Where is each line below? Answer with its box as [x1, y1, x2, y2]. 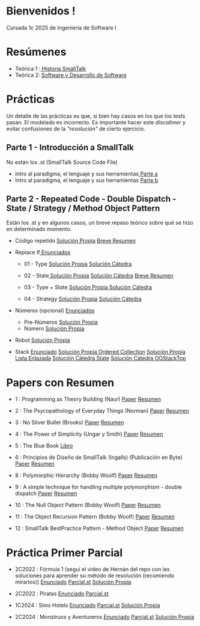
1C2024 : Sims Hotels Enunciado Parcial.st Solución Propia [14, 602, 160, 609]
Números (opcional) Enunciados [14, 307, 95, 314]
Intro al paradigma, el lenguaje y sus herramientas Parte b [14, 176, 159, 184]
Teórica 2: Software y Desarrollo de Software [14, 71, 127, 79]
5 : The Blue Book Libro [14, 442, 73, 449]
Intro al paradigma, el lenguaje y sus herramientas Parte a [14, 170, 158, 177]
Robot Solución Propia [14, 336, 70, 344]
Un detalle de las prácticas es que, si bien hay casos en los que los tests [6, 112, 186, 120]
